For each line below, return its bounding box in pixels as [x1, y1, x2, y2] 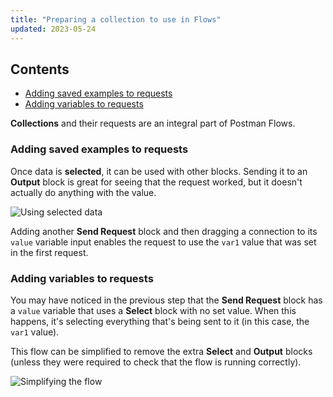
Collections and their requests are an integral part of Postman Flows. [10, 117, 296, 130]
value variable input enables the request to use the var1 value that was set [10, 236, 317, 248]
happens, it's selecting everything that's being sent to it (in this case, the [10, 315, 310, 327]
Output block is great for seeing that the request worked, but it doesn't [10, 176, 303, 188]
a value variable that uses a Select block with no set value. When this [10, 304, 297, 316]
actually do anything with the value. [10, 186, 157, 198]
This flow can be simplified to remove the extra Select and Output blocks [10, 345, 313, 357]
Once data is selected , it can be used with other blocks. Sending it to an [10, 165, 308, 177]
